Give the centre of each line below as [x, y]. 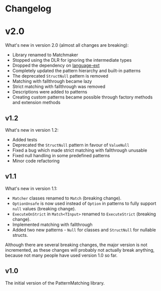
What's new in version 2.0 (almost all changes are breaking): [67, 45]
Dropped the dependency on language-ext [56, 66]
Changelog [28, 9]
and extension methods [36, 102]
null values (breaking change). [44, 208]
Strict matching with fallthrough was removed [59, 87]
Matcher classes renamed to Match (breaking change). [67, 198]
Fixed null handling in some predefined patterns [61, 155]
